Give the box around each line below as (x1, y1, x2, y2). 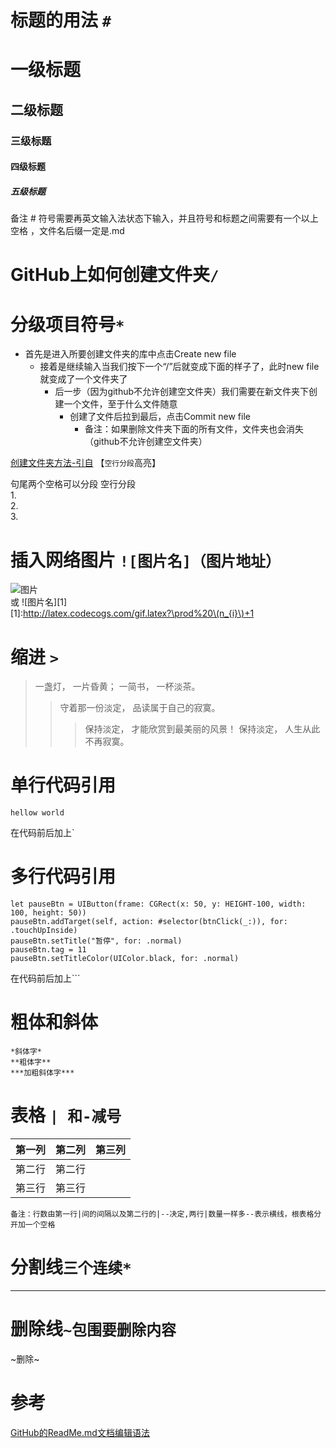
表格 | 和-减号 (10, 1104, 122, 1127)
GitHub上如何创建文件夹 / (10, 264, 220, 286)
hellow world (10, 808, 65, 818)
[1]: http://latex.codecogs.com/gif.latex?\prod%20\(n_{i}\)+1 (10, 607, 255, 620)
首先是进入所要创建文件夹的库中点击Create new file (24, 348, 237, 360)
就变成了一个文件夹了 (39, 373, 128, 385)
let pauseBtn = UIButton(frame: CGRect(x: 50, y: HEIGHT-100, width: (10, 899, 307, 910)
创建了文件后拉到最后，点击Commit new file (69, 411, 251, 423)
